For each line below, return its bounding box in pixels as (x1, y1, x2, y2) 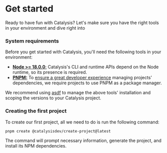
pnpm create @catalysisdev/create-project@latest (5, 128, 111, 133)
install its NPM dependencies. (5, 143, 67, 149)
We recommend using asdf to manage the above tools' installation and (5, 90, 151, 96)
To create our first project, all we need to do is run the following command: (5, 119, 159, 125)
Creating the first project (5, 107, 67, 114)
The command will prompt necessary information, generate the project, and (5, 137, 162, 143)
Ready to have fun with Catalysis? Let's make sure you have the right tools (5, 20, 159, 26)
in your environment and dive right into (5, 25, 85, 31)
